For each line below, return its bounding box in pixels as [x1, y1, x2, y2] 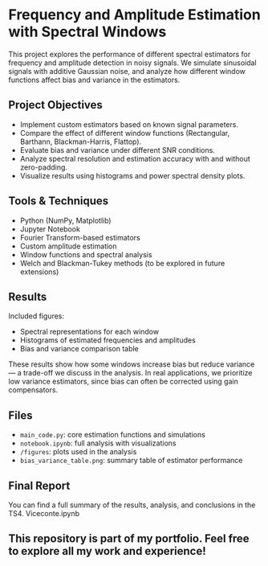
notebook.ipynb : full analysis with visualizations [19, 438, 177, 448]
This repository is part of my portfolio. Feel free [8, 532, 250, 546]
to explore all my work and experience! [8, 544, 206, 558]
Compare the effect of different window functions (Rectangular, [19, 128, 230, 137]
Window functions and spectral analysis [19, 249, 152, 259]
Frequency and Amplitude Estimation [8, 6, 261, 24]
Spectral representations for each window [19, 327, 159, 337]
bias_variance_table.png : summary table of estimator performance [19, 456, 243, 466]
